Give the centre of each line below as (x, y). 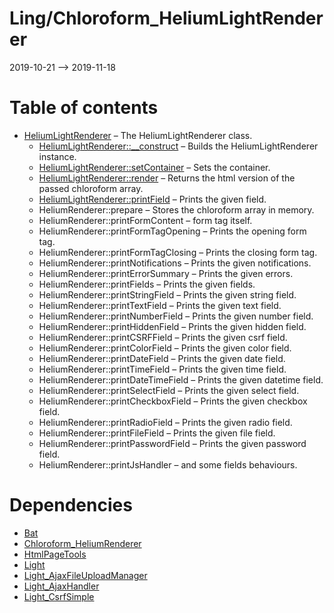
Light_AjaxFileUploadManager (85, 575)
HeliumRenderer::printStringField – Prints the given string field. (167, 294)
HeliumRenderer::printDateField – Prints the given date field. (162, 358)
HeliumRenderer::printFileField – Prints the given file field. (157, 433)
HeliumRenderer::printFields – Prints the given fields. (147, 284)
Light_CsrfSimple (59, 596)
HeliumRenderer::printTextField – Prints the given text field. (160, 305)
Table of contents (84, 108)
